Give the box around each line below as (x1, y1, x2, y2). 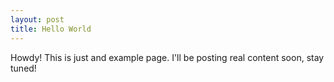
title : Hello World (10, 24, 92, 34)
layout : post (10, 14, 65, 25)
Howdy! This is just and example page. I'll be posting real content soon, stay (10, 51, 325, 63)
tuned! (10, 62, 37, 74)
